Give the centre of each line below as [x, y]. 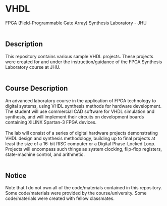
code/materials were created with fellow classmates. [60, 198]
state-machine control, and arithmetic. [45, 154]
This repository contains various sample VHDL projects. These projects [79, 56]
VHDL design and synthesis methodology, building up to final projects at [80, 138]
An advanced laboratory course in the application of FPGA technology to [81, 100]
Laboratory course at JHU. [33, 67]
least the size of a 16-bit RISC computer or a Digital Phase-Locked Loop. [80, 143]
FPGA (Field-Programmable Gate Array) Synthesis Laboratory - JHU [76, 23]
